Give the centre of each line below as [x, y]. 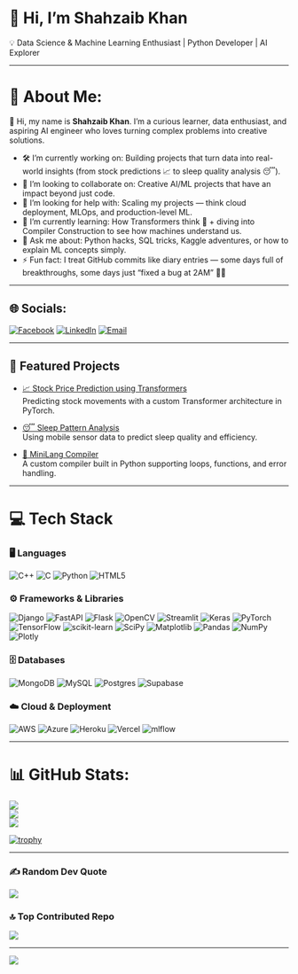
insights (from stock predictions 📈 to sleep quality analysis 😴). [163, 171]
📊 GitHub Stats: [70, 775]
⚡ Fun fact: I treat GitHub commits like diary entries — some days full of [153, 260]
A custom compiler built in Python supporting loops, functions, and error [154, 464]
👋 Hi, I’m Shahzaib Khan [98, 18]
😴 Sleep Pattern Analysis [71, 427]
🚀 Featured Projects [65, 366]
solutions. [27, 140]
